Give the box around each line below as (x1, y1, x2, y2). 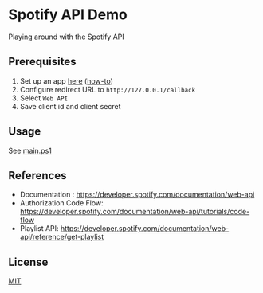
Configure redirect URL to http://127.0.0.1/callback (19, 84, 196, 94)
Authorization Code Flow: (19, 198, 104, 208)
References (8, 169, 67, 182)
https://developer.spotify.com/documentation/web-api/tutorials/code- (19, 207, 250, 217)
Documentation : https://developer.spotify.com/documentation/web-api (19, 189, 255, 200)
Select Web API (19, 93, 69, 103)
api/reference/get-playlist (19, 232, 104, 242)
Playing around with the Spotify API (8, 32, 125, 41)
